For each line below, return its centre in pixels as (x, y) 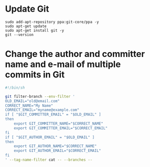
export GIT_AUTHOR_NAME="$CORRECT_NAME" (55, 146)
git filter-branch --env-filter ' (40, 96)
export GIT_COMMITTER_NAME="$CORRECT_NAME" (59, 124)
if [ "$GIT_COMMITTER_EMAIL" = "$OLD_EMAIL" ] (53, 115)
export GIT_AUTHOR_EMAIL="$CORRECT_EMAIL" (57, 151)
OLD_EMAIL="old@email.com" (32, 101)
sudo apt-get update (26, 26)
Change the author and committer (75, 54)
